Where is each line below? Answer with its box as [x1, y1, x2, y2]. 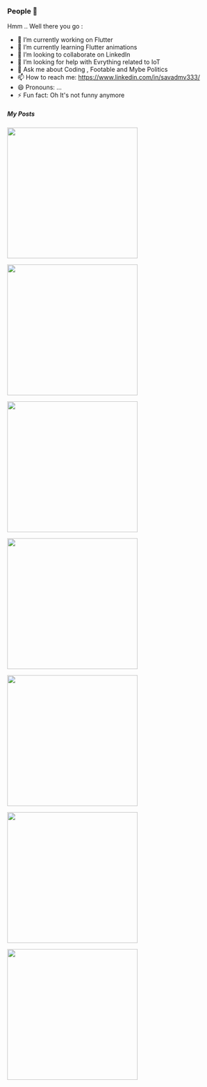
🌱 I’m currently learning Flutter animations [17, 43, 138, 52]
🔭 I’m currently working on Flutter [17, 36, 113, 44]
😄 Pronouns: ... [17, 83, 63, 91]
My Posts [7, 110, 35, 118]
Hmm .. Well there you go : [7, 22, 83, 31]
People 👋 [7, 6, 38, 16]
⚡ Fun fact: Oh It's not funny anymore [17, 91, 125, 100]
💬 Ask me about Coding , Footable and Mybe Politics [17, 66, 168, 74]
